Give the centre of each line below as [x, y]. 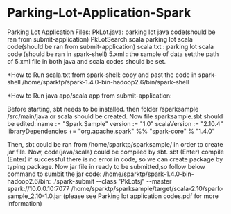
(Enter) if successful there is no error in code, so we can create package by [115, 159]
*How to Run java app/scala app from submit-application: [89, 96]
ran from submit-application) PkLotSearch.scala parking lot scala [100, 39]
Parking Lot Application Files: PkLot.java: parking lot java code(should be [112, 32]
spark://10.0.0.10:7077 [38, 188]
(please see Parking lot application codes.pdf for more [140, 196]
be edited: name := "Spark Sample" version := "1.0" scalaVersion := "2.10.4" [115, 123]
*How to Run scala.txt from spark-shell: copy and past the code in [102, 75]
